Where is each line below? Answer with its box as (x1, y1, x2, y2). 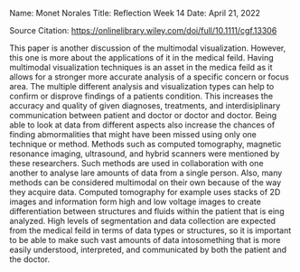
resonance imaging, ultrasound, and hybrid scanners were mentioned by (9, 148, 280, 159)
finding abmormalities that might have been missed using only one (9, 129, 258, 139)
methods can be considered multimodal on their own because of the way (9, 177, 282, 188)
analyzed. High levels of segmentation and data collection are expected (9, 216, 277, 226)
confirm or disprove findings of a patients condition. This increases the (9, 90, 274, 101)
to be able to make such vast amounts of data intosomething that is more (9, 235, 281, 245)
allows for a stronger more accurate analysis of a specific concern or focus (9, 71, 289, 82)
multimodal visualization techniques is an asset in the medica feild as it (9, 62, 273, 72)
